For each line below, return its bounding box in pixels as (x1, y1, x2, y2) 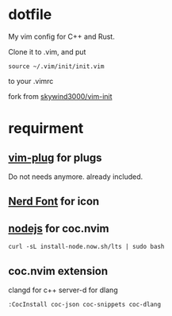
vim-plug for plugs (8, 150, 102, 164)
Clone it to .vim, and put (8, 47, 86, 56)
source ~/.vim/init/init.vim (8, 62, 105, 70)
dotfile (8, 6, 52, 24)
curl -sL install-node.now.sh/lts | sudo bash (8, 243, 165, 251)
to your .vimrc (8, 76, 54, 86)
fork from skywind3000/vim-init (8, 91, 113, 101)
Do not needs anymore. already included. (8, 172, 143, 181)
